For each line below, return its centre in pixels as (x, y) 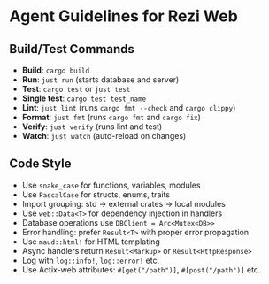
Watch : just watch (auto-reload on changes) (104, 136)
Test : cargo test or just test (76, 89)
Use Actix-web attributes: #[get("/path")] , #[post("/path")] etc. (141, 269)
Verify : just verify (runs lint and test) (92, 127)
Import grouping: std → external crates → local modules (123, 203)
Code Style (40, 164)
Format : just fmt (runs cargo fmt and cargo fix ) (111, 117)
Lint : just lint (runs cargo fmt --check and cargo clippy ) (129, 107)
